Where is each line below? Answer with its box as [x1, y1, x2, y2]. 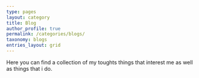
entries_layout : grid [6, 43, 61, 49]
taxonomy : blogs [6, 37, 47, 43]
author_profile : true [6, 25, 61, 32]
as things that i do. [6, 65, 53, 72]
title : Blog [6, 20, 36, 26]
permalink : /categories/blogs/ [6, 31, 85, 37]
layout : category [6, 14, 50, 20]
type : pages [6, 8, 36, 15]
